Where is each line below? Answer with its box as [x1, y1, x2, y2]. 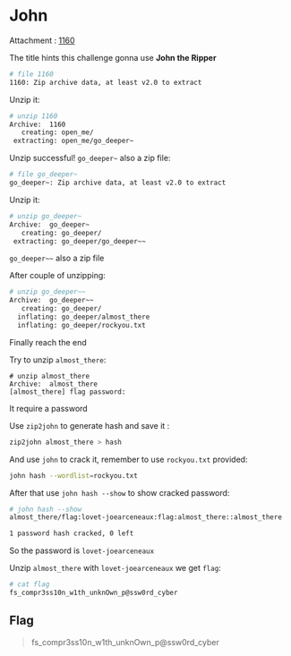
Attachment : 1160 [9, 35, 75, 46]
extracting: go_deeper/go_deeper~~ [13, 236, 146, 246]
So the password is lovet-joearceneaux [9, 545, 155, 556]
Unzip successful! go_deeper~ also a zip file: [9, 153, 171, 164]
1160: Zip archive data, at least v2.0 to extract [9, 78, 202, 87]
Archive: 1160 [9, 120, 66, 129]
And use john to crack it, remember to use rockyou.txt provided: [9, 454, 248, 464]
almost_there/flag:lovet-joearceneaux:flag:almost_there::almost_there [9, 513, 282, 522]
